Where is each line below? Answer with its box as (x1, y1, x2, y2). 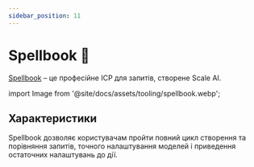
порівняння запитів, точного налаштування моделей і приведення (8, 141, 236, 151)
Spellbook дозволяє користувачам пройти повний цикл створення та (8, 133, 247, 143)
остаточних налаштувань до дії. (8, 150, 119, 160)
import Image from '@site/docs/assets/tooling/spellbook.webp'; (8, 88, 220, 98)
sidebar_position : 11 (8, 11, 81, 20)
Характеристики (8, 112, 98, 125)
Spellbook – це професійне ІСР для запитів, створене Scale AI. (8, 73, 222, 83)
